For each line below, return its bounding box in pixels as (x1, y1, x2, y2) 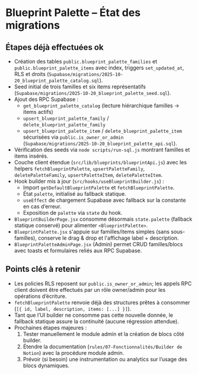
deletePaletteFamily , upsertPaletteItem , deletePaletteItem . (14, 171, 163, 178)
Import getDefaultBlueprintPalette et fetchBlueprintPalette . (23, 184, 175, 191)
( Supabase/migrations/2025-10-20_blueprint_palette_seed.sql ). (14, 90, 171, 96)
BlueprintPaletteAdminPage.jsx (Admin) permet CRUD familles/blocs (14, 241, 183, 247)
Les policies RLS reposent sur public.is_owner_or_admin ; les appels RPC (14, 279, 192, 287)
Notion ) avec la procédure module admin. (23, 349, 124, 356)
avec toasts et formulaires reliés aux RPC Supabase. (14, 247, 142, 254)
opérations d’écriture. (14, 293, 67, 300)
